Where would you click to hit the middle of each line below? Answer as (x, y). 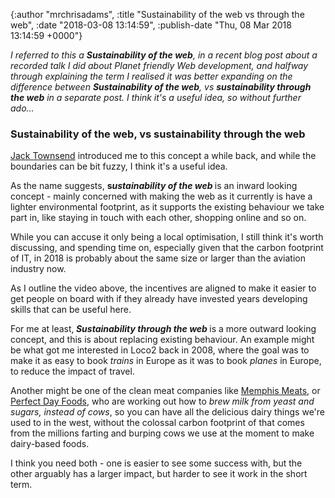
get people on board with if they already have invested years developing (159, 299)
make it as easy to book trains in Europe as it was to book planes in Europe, (166, 361)
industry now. (38, 269)
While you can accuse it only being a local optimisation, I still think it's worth (167, 237)
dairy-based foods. (50, 444)
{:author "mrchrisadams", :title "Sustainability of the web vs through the (157, 14)
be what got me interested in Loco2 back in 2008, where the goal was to (160, 350)
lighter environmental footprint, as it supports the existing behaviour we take (167, 207)
